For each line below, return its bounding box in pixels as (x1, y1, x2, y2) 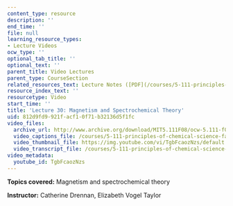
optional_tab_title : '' (7, 55, 76, 62)
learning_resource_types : (7, 36, 82, 43)
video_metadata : (7, 152, 54, 160)
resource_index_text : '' (7, 87, 79, 94)
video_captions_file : (13, 132, 76, 139)
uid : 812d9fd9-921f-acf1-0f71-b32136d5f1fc (7, 113, 135, 120)
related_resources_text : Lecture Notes (7, 81, 123, 88)
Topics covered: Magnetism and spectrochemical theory (7, 178, 171, 186)
